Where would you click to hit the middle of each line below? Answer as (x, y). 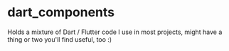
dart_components (61, 12)
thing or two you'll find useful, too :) (60, 39)
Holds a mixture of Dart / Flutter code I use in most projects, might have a (115, 32)
